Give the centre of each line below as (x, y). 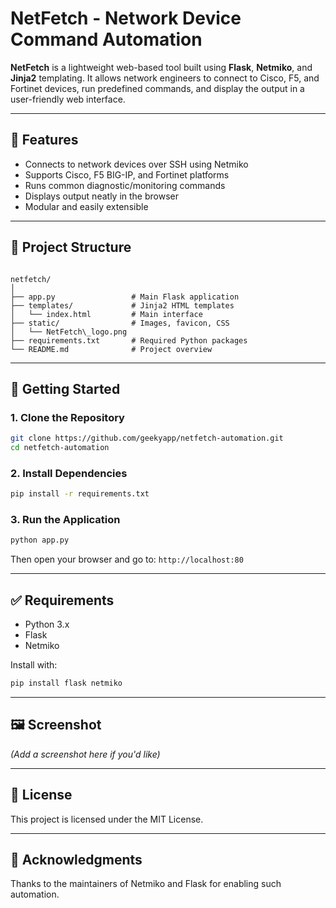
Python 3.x (47, 624)
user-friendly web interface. (68, 99)
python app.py (40, 540)
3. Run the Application (65, 520)
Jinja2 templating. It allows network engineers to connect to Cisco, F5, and (165, 78)
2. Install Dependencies (69, 473)
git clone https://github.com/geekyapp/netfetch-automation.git (147, 438)
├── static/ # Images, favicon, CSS (120, 323)
